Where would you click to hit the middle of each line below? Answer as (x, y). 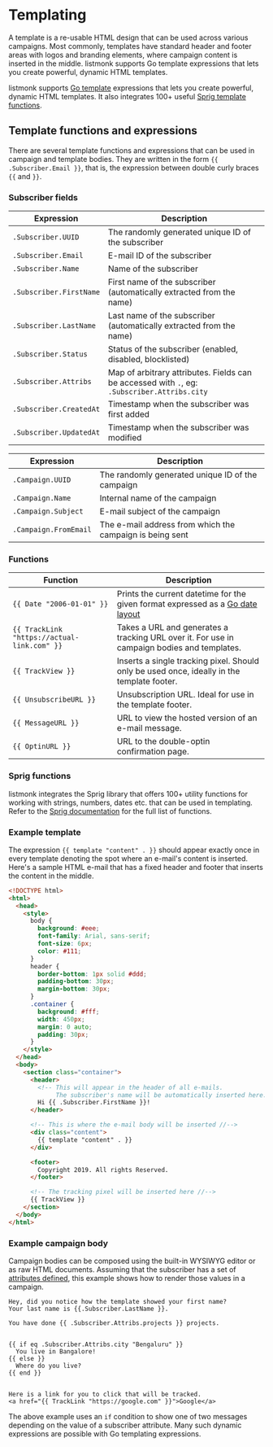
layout (128, 614)
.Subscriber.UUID (46, 237)
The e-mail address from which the (167, 525)
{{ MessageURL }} (46, 723)
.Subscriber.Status (50, 354)
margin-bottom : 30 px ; (74, 989)
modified (125, 438)
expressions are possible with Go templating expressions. (105, 1433)
